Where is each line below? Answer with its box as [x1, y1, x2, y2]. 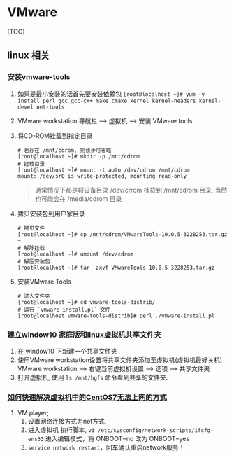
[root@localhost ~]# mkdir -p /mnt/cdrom [17, 153, 140, 160]
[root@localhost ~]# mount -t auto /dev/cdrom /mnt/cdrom [17, 166, 190, 174]
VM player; [17, 409, 49, 417]
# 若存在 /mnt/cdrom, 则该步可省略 [17, 146, 112, 154]
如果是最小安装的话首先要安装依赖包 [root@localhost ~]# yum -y [17, 89, 205, 98]
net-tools [36, 103, 65, 111]
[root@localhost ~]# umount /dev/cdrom [17, 250, 134, 258]
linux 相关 [7, 50, 50, 62]
